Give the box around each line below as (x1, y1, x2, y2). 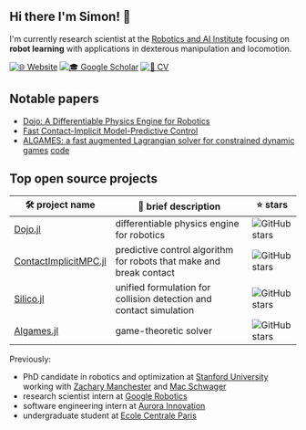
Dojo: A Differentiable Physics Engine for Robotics (22, 115, 210, 126)
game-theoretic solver (115, 325, 212, 338)
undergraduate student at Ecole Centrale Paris (22, 410, 198, 421)
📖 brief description (138, 200, 221, 213)
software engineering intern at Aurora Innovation (22, 401, 206, 412)
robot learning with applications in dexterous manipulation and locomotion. (9, 43, 292, 54)
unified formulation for (115, 281, 211, 294)
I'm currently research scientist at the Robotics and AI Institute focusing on (9, 33, 290, 44)
